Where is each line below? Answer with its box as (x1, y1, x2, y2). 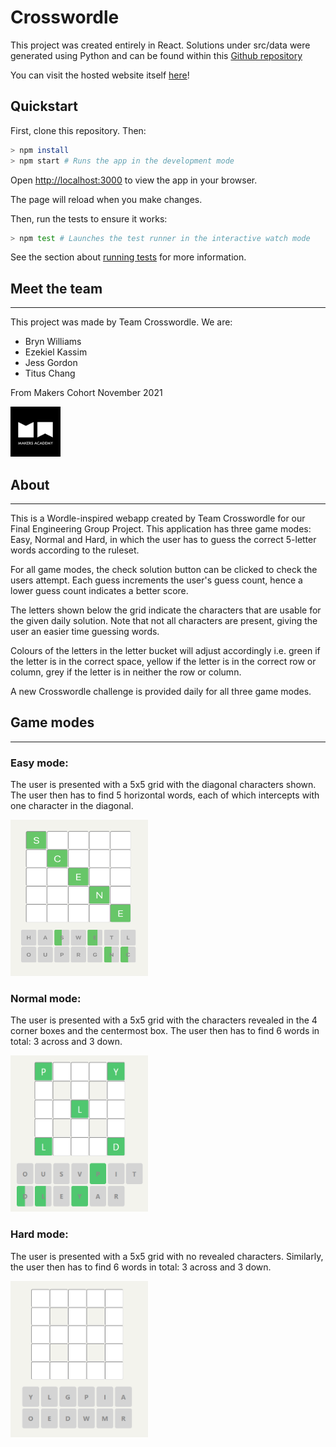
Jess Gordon (24, 357, 78, 369)
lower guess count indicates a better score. (10, 585, 189, 596)
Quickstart (10, 98, 79, 115)
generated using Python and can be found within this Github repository (10, 49, 303, 61)
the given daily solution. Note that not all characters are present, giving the (10, 615, 318, 626)
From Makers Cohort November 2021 (10, 387, 163, 399)
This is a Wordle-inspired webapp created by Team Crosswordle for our (10, 512, 306, 524)
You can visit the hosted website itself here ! (10, 69, 190, 81)
